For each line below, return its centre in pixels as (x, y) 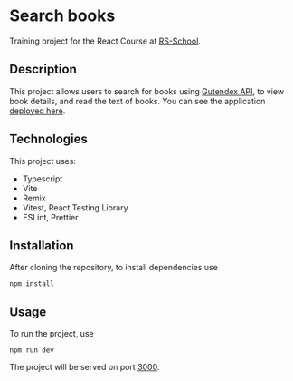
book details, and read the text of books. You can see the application (137, 101)
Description (43, 69)
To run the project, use (52, 334)
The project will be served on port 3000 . (85, 367)
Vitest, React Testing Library (75, 207)
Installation (42, 245)
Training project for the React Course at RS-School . (105, 41)
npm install (32, 284)
